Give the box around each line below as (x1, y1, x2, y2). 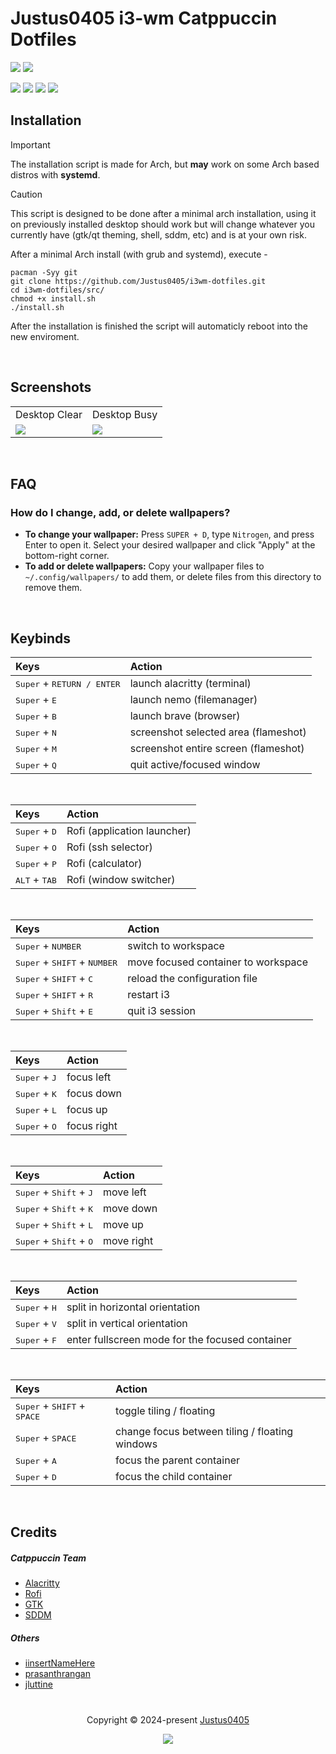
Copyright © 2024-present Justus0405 (86, 1713, 250, 1726)
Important (10, 138, 51, 151)
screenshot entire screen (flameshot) (129, 742, 305, 756)
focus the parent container (115, 1453, 240, 1467)
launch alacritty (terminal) (129, 677, 252, 691)
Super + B (15, 709, 57, 723)
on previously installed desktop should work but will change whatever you (10, 218, 315, 230)
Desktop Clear (15, 407, 83, 421)
